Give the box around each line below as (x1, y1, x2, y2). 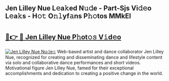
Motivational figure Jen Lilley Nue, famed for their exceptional (5, 65, 134, 71)
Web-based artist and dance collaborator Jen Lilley (57, 49, 164, 54)
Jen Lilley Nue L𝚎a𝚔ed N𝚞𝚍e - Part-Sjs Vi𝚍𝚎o (5, 4, 152, 13)
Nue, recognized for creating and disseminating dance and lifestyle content (5, 54, 163, 60)
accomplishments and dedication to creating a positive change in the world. (5, 70, 163, 76)
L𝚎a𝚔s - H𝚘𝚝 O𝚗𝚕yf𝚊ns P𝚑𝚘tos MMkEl (5, 12, 132, 21)
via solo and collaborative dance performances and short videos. (5, 60, 141, 65)
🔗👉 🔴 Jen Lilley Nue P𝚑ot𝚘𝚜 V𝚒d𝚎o (5, 33, 121, 41)
